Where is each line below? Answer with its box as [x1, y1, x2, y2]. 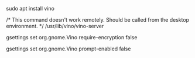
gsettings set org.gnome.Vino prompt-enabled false [6, 45, 131, 52]
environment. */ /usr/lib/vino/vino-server [6, 23, 104, 29]
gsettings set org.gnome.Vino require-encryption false [6, 34, 138, 40]
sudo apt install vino [6, 5, 54, 12]
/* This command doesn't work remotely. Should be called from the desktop [6, 16, 189, 23]
